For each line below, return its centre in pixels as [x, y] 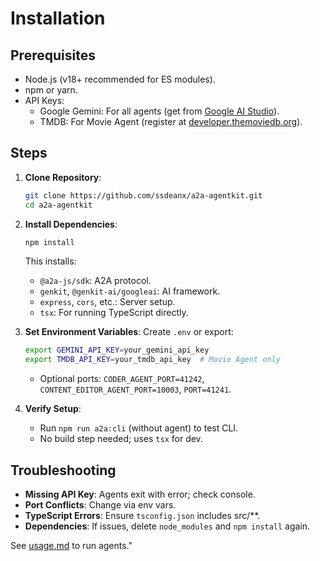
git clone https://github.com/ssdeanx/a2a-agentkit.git [143, 195]
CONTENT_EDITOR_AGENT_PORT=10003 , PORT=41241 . [135, 389]
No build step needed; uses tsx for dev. [121, 439]
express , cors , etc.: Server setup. [107, 302]
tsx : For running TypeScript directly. [114, 313]
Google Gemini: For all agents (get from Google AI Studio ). [159, 111]
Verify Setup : [53, 409]
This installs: [50, 261]
